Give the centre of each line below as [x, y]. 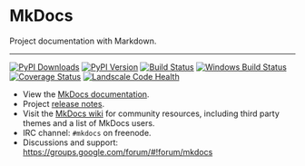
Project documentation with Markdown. [83, 41]
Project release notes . [64, 103]
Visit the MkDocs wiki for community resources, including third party [151, 113]
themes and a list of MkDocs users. [89, 122]
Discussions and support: [70, 142]
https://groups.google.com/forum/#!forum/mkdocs [118, 151]
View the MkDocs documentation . [86, 94]
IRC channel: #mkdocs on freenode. [87, 132]
